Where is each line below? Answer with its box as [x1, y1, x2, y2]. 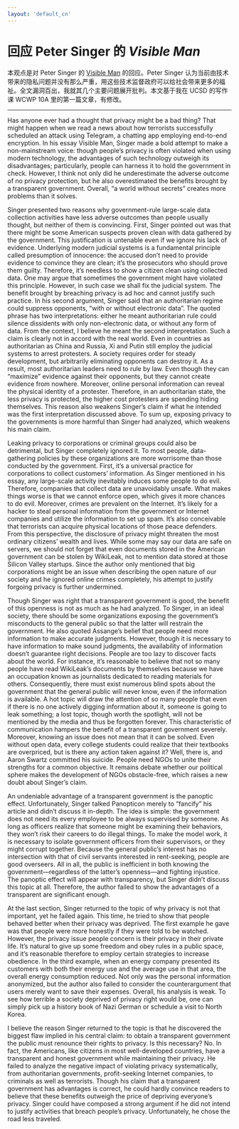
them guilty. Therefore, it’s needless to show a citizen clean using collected [7, 266, 228, 274]
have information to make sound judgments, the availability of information [7, 642, 223, 650]
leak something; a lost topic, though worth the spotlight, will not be [7, 709, 203, 718]
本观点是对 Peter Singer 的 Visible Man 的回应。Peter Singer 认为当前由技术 [7, 68, 229, 77]
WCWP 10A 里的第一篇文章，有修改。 [15, 95, 126, 103]
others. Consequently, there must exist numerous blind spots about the [7, 680, 216, 688]
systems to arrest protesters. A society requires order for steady [7, 349, 196, 358]
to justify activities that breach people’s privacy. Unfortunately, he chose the [7, 1107, 230, 1115]
